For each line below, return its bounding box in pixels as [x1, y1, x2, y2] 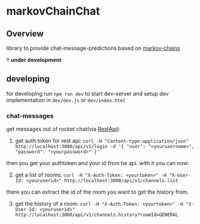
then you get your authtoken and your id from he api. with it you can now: [6, 160, 190, 167]
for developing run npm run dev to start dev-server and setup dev [6, 90, 169, 97]
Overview [6, 29, 44, 39]
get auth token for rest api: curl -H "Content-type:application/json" [15, 137, 189, 144]
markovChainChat [6, 4, 100, 18]
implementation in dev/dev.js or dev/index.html [6, 96, 126, 104]
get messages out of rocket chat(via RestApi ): [6, 126, 121, 133]
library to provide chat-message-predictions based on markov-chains [6, 44, 181, 52]
